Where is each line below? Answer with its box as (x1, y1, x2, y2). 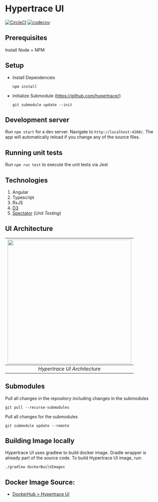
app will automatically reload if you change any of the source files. (5, 134, 140, 140)
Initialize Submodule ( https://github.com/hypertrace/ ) (12, 93, 121, 99)
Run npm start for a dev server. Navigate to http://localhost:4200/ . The (5, 129, 154, 135)
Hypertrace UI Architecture (38, 365, 101, 372)
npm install (12, 84, 37, 89)
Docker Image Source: (5, 478, 75, 486)
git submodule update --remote (5, 423, 70, 428)
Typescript (12, 194, 35, 200)
